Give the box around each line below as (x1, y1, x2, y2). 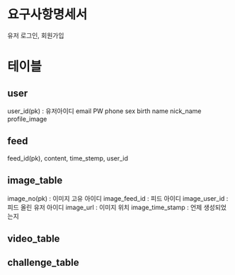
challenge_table (7, 257, 79, 269)
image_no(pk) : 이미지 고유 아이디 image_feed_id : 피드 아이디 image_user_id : (7, 194, 229, 202)
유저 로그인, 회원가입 (7, 31, 64, 40)
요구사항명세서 (7, 6, 88, 23)
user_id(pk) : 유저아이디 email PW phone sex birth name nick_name (7, 107, 202, 115)
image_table (7, 175, 63, 187)
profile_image (7, 115, 47, 123)
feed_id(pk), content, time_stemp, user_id (7, 153, 129, 163)
